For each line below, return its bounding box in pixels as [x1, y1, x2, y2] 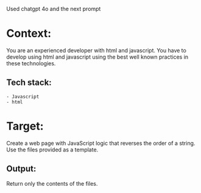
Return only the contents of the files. [6, 180, 98, 187]
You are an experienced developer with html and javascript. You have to [6, 46, 187, 54]
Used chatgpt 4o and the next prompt [6, 5, 101, 12]
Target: [6, 119, 44, 133]
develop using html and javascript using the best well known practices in [6, 53, 189, 60]
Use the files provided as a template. [6, 146, 99, 153]
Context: [6, 27, 52, 40]
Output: [6, 164, 37, 174]
